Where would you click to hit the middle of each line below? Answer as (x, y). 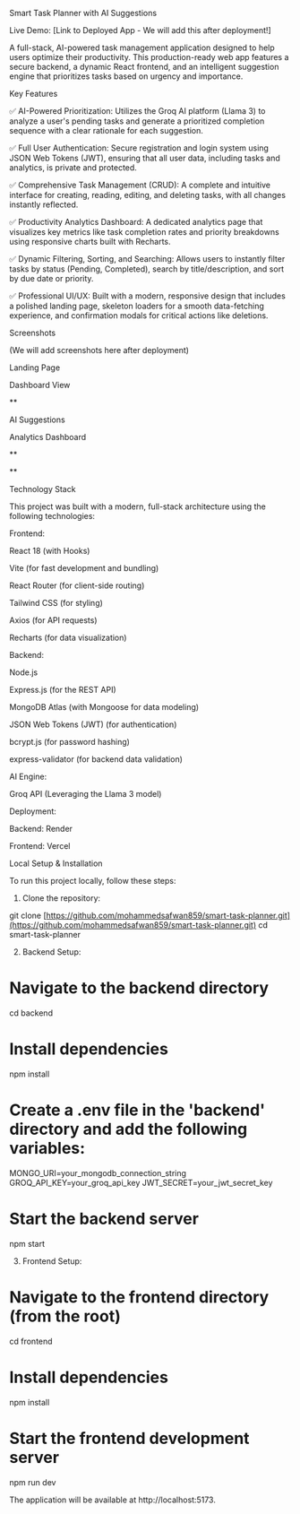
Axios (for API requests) (53, 620)
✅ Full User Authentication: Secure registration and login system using (139, 148)
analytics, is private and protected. (73, 168)
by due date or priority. (51, 278)
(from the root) (65, 1316)
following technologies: (52, 516)
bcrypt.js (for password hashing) (69, 742)
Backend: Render (41, 829)
